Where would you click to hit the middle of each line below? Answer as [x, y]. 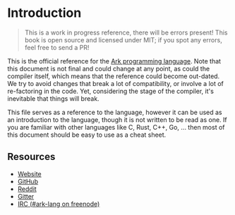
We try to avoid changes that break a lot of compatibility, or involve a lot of [116, 83]
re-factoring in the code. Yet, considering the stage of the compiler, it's [110, 91]
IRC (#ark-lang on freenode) [59, 204]
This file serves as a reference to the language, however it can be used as [115, 112]
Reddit [27, 189]
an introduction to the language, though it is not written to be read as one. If [117, 119]
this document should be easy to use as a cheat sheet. [87, 135]
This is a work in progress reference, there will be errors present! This [126, 32]
